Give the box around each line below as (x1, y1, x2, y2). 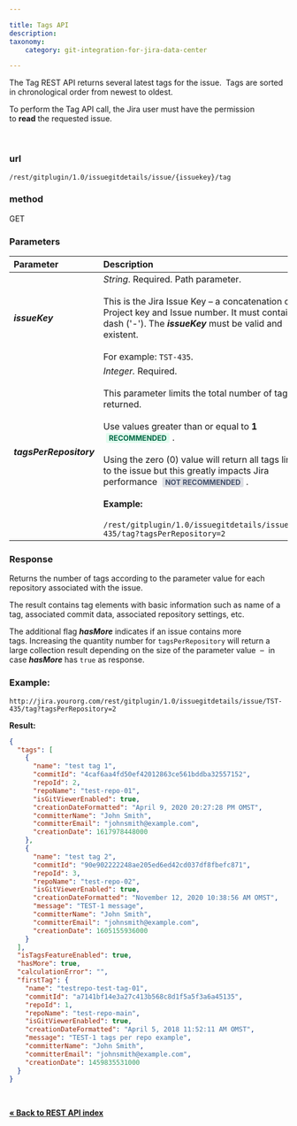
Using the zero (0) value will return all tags (103, 453, 280, 466)
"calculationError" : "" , (17, 968, 109, 976)
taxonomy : (9, 37, 46, 46)
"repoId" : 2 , (32, 778, 81, 788)
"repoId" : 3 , (32, 868, 81, 877)
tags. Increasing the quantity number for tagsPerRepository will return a (9, 636, 270, 646)
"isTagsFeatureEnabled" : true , (17, 951, 133, 960)
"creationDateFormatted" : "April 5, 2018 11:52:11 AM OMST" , (25, 1025, 255, 1034)
